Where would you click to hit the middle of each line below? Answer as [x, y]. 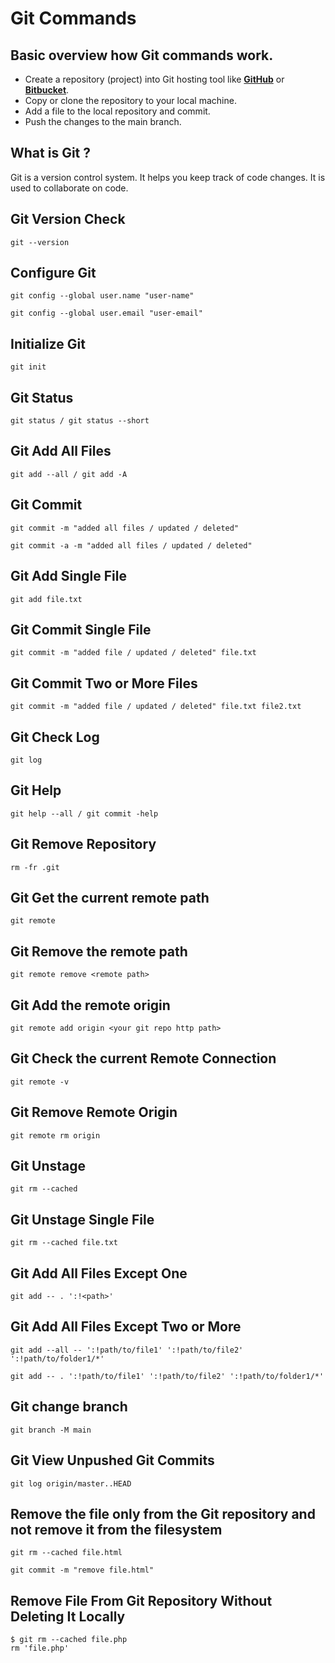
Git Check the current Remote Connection [143, 1058]
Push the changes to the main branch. [103, 121]
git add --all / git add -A [69, 474]
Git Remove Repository [83, 844]
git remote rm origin [55, 1135]
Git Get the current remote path [110, 897]
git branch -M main [51, 1430]
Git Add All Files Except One [99, 1273]
